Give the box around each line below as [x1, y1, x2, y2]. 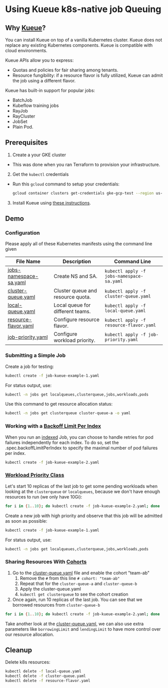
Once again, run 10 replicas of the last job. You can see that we [12, 597, 142, 603]
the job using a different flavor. [12, 78, 76, 83]
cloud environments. [5, 48, 47, 53]
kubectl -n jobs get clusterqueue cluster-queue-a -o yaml [5, 411, 131, 416]
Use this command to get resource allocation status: [5, 401, 113, 407]
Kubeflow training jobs [12, 103, 59, 109]
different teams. [53, 308, 91, 315]
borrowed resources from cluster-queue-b [12, 602, 100, 608]
